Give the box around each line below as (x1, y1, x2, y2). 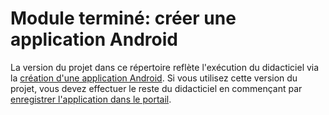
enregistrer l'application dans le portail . (10, 93, 172, 105)
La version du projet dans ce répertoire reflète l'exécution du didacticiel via (10, 61, 320, 73)
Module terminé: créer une (10, 7, 237, 30)
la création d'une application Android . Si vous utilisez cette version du (10, 72, 298, 84)
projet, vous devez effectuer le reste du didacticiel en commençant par (10, 82, 303, 94)
